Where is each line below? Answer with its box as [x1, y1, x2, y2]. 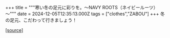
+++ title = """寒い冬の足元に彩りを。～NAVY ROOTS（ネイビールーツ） [5, 5, 158, 10]
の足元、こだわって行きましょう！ [5, 17, 77, 23]
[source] [5, 27, 24, 33]
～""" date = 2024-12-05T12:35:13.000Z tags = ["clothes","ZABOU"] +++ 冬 [5, 11, 165, 17]
